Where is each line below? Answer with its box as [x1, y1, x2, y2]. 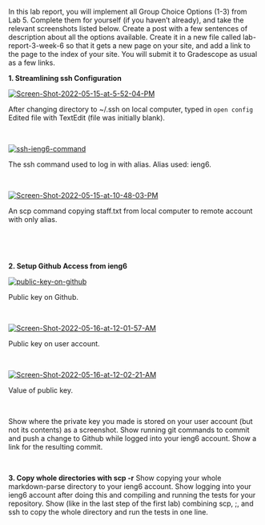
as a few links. [8, 58, 56, 67]
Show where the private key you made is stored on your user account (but [8, 417, 254, 426]
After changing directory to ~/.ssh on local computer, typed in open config [8, 104, 254, 114]
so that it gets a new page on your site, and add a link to [65, 41, 251, 50]
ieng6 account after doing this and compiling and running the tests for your [8, 491, 256, 499]
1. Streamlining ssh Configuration [8, 74, 122, 83]
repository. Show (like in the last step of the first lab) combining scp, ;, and [8, 499, 254, 508]
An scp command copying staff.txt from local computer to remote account [8, 206, 253, 216]
